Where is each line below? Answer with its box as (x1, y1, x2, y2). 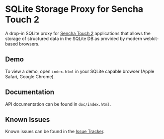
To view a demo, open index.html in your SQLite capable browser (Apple (5, 68, 155, 74)
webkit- (143, 36, 159, 42)
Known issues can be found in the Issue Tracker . (5, 129, 105, 135)
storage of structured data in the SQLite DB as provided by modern (5, 36, 143, 42)
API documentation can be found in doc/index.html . (5, 101, 111, 107)
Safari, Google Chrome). (5, 73, 55, 80)
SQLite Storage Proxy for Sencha (5, 3, 144, 15)
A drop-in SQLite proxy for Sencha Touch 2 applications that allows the (5, 30, 151, 36)
